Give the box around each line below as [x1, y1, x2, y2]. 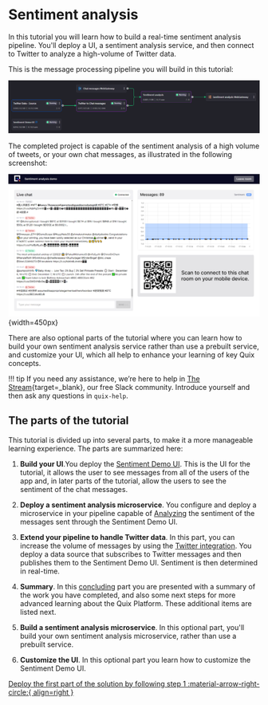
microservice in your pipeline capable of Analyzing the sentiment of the [19, 508, 255, 518]
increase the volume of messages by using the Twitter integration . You [19, 541, 252, 550]
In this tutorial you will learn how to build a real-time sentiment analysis [8, 32, 242, 41]
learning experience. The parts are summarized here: [8, 443, 183, 453]
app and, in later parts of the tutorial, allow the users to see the [19, 476, 227, 486]
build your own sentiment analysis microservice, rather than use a [19, 631, 237, 640]
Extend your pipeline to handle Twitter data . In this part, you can [19, 532, 235, 542]
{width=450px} [8, 317, 58, 327]
